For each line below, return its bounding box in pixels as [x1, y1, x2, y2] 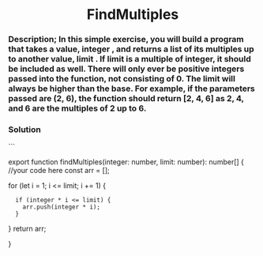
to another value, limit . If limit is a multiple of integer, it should [8, 54, 251, 65]
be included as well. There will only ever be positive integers [8, 63, 245, 74]
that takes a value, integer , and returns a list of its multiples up [8, 43, 254, 55]
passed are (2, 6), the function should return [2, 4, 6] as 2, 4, [8, 93, 245, 104]
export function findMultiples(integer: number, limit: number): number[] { [8, 157, 245, 167]
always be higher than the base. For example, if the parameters [8, 83, 255, 94]
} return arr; [8, 224, 47, 234]
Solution [8, 124, 42, 135]
